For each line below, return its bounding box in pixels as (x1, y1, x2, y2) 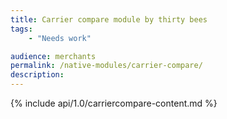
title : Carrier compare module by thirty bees (10, 14, 208, 25)
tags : (10, 24, 33, 34)
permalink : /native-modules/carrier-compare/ (10, 61, 203, 71)
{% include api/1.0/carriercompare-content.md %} (10, 97, 218, 109)
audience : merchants (10, 51, 97, 61)
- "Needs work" (28, 33, 92, 43)
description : (10, 70, 65, 80)
